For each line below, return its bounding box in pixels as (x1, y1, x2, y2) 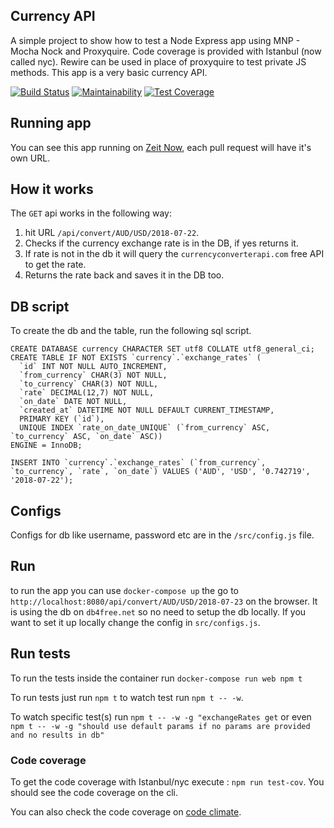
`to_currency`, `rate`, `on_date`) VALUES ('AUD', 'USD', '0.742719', (10, 467, 311, 477)
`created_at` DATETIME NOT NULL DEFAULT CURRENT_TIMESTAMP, (19, 405, 275, 416)
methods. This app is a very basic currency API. (10, 66, 208, 78)
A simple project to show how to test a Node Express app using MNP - (10, 34, 301, 46)
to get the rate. (24, 259, 87, 271)
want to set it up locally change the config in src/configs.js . (10, 616, 261, 628)
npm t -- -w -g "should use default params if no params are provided (10, 721, 311, 731)
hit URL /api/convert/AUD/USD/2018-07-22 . (24, 227, 200, 239)
